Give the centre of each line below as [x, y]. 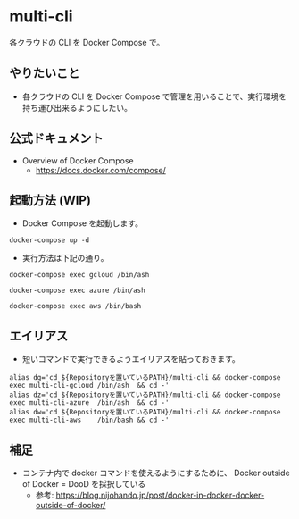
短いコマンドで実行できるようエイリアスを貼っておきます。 [131, 359]
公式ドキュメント [56, 139]
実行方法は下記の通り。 [65, 258]
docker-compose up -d [50, 240]
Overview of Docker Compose [78, 160]
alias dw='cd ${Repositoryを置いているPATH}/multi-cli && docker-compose [145, 413]
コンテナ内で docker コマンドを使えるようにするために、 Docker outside [156, 473]
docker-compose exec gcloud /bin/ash [79, 275]
